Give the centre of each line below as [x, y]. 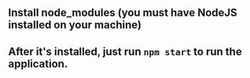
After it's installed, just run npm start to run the [125, 51]
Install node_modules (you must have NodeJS [123, 13]
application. [38, 64]
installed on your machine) [75, 25]
